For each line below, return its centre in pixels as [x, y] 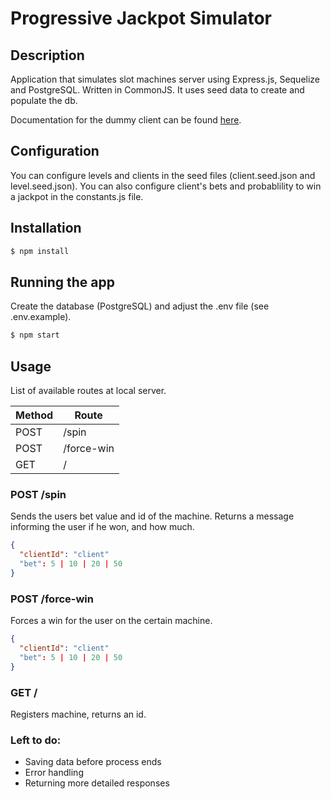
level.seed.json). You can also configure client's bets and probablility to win [166, 186]
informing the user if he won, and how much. [102, 527]
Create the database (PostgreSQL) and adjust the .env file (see [140, 306]
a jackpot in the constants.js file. [77, 196]
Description [47, 55]
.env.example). [41, 317]
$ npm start [35, 335]
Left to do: [36, 740]
